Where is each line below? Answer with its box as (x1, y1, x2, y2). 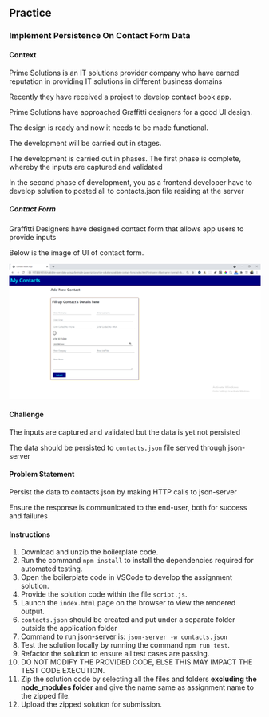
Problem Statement (9, 470, 75, 479)
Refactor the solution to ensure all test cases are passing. (20, 649, 210, 659)
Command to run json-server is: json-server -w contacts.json (20, 632, 228, 641)
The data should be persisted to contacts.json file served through (9, 443, 227, 452)
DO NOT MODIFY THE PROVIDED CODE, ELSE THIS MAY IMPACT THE (20, 657, 253, 667)
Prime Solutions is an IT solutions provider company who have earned (9, 68, 239, 77)
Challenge (9, 410, 45, 420)
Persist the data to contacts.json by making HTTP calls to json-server (9, 487, 238, 497)
